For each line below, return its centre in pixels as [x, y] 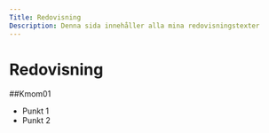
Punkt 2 [36, 121]
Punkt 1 [36, 111]
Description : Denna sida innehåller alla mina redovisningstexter [134, 26]
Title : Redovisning [45, 17]
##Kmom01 [30, 94]
